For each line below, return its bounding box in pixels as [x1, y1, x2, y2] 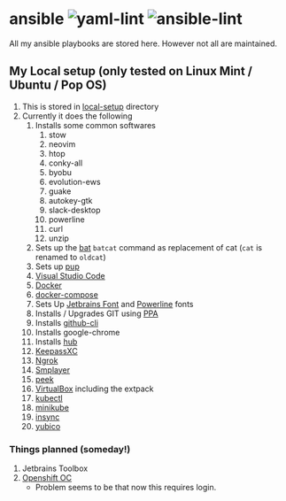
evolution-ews [48, 176, 101, 187]
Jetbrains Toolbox [21, 463, 89, 474]
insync [35, 412, 60, 422]
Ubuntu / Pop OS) [9, 78, 107, 93]
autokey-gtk [48, 195, 93, 205]
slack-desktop [48, 204, 101, 215]
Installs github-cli [35, 317, 99, 328]
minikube [35, 402, 69, 412]
